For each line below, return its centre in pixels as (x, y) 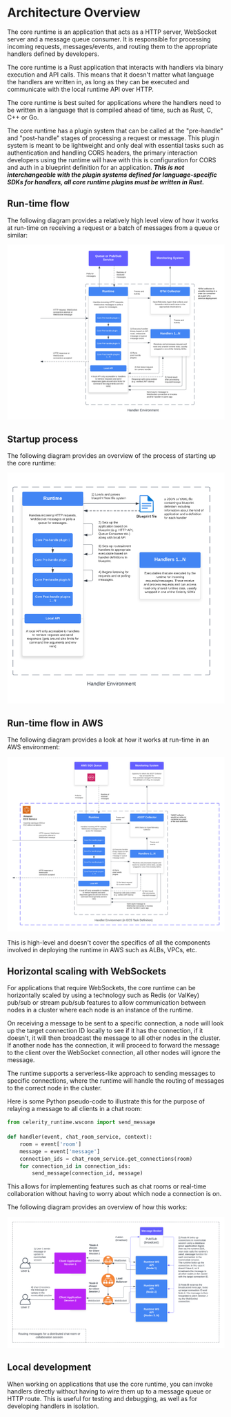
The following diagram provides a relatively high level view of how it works (113, 220)
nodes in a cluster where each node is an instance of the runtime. (100, 1010)
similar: (17, 235)
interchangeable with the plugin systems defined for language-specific (112, 175)
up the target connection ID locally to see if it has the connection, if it (105, 1031)
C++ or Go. (23, 117)
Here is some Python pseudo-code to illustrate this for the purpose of (106, 1101)
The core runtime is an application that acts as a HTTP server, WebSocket (112, 32)
